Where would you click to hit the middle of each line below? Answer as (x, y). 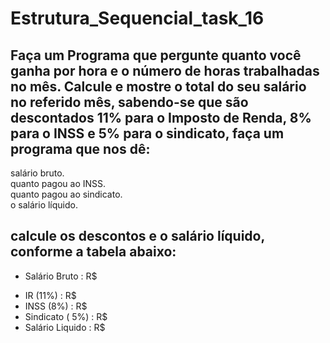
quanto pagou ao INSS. (58, 183)
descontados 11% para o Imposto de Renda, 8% (161, 117)
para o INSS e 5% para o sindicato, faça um (147, 133)
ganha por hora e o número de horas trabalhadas (165, 70)
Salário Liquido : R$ (65, 327)
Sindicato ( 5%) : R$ (66, 316)
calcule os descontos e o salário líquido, (137, 236)
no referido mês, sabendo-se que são (129, 102)
